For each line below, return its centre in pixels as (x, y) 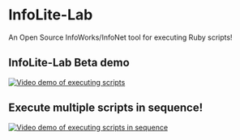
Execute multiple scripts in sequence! (106, 108)
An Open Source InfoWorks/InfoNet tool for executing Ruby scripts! (120, 37)
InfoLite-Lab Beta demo (69, 63)
